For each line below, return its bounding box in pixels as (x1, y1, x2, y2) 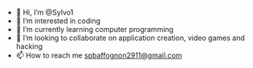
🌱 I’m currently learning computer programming (15, 25, 174, 34)
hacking (15, 42, 43, 51)
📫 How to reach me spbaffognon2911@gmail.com (15, 50, 182, 60)
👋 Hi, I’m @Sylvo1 (15, 8, 74, 17)
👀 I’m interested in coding (15, 16, 101, 26)
